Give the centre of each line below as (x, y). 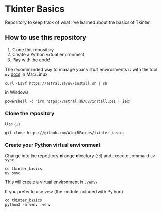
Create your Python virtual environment (53, 145)
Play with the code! (31, 60)
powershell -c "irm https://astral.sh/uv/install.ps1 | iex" (68, 101)
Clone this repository (33, 49)
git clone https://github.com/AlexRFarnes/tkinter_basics (65, 133)
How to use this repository (46, 38)
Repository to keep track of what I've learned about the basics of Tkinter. (78, 22)
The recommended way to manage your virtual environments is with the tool (81, 69)
